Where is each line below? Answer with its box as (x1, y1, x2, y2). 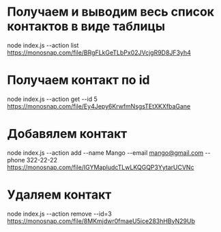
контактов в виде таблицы (7, 18, 166, 34)
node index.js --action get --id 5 (7, 95, 98, 103)
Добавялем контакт (7, 126, 128, 142)
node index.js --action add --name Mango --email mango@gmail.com (7, 148, 204, 157)
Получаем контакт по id (7, 72, 150, 88)
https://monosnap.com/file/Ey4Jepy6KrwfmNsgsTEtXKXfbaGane (7, 102, 191, 110)
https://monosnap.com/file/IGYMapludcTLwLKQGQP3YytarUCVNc (7, 163, 194, 171)
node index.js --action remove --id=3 (7, 209, 113, 218)
